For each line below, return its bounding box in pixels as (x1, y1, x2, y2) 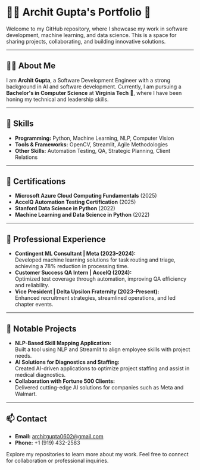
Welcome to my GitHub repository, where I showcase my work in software (6, 25, 188, 32)
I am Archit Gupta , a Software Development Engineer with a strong (6, 76, 171, 84)
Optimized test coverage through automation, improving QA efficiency (14, 275, 187, 282)
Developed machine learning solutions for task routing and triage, (14, 256, 176, 263)
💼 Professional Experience (6, 234, 106, 244)
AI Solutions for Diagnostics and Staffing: (14, 358, 120, 365)
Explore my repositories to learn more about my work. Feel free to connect (6, 450, 189, 457)
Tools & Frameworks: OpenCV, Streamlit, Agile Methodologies (14, 140, 168, 148)
